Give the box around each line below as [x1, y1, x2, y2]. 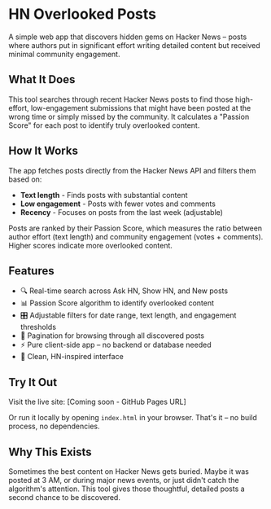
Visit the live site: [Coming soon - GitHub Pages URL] [8, 397, 187, 407]
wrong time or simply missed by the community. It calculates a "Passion [8, 112, 250, 121]
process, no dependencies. [8, 421, 100, 432]
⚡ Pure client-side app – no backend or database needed [20, 340, 212, 350]
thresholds [20, 323, 57, 332]
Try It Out [8, 375, 58, 389]
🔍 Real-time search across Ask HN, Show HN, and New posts [20, 286, 229, 296]
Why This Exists [8, 445, 92, 459]
